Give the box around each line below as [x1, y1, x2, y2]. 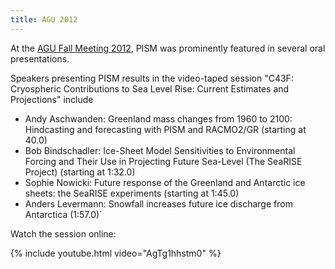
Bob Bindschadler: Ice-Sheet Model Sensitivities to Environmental [24, 144, 296, 156]
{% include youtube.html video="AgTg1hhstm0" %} [10, 247, 222, 259]
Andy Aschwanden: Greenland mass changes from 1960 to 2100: [24, 112, 293, 125]
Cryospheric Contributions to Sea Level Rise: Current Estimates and [10, 82, 290, 95]
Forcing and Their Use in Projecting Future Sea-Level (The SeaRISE [24, 155, 303, 167]
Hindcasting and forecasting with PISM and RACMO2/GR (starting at [24, 123, 307, 135]
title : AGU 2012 [10, 14, 78, 25]
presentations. [10, 52, 70, 65]
